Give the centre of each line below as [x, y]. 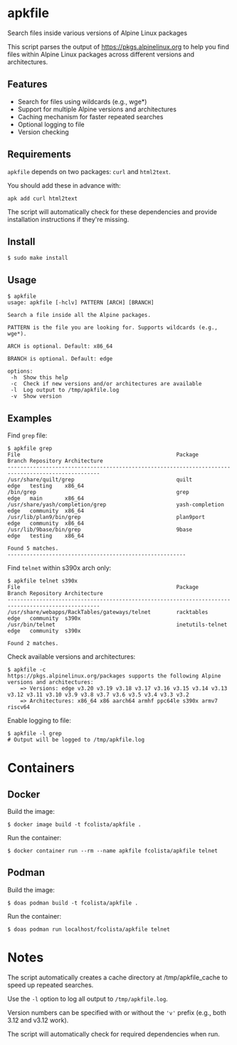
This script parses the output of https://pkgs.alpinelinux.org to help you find [118, 46]
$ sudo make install [38, 258]
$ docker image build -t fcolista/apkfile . [74, 824]
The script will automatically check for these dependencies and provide [112, 211]
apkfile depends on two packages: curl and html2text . [89, 171]
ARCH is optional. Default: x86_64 [60, 347]
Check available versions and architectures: [72, 657]
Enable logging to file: [39, 720]
